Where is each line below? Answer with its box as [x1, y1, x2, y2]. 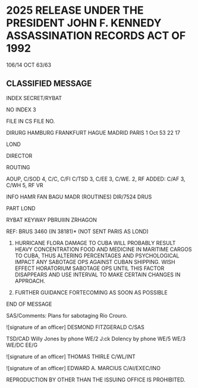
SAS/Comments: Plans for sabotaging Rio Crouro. [6, 312, 128, 319]
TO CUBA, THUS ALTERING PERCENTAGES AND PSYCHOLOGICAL [14, 252, 180, 259]
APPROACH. [14, 277, 46, 284]
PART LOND [6, 204, 36, 212]
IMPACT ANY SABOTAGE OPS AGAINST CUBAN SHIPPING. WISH [14, 258, 175, 265]
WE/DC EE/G [6, 341, 37, 349]
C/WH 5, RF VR [6, 181, 43, 188]
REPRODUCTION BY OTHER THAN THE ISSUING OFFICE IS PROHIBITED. [6, 376, 186, 383]
